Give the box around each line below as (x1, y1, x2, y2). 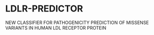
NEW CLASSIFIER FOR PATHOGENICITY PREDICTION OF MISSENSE (5, 19, 149, 25)
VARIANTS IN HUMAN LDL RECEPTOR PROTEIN (5, 24, 107, 30)
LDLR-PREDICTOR (5, 3, 83, 14)
